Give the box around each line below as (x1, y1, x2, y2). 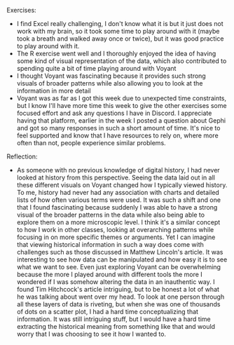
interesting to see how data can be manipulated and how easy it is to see (16, 255, 228, 264)
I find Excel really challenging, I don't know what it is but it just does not (16, 20, 223, 27)
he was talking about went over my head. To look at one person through (16, 292, 225, 301)
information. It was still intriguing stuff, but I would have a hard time (16, 315, 211, 323)
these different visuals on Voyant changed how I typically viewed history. (16, 181, 228, 189)
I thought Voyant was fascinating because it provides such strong (16, 72, 206, 80)
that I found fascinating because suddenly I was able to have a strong (16, 203, 218, 211)
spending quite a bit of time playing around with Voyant (16, 65, 177, 72)
